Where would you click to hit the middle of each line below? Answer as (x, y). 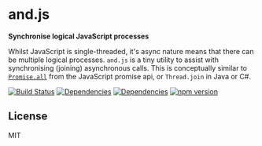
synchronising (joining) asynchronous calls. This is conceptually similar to (128, 68)
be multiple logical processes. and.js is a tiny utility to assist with (113, 60)
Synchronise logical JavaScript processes (79, 36)
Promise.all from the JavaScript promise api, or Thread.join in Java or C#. (130, 76)
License (28, 117)
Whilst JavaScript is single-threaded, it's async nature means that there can (131, 51)
